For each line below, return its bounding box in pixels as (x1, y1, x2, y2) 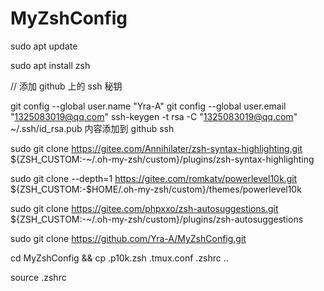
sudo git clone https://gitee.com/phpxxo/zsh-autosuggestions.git (10, 202, 279, 214)
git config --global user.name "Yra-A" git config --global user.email (10, 100, 287, 112)
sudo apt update (10, 40, 78, 52)
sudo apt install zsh (10, 59, 91, 71)
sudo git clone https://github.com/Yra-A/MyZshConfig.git (10, 232, 247, 244)
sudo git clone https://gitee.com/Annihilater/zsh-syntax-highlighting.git (10, 142, 303, 154)
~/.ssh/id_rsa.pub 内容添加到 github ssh (10, 122, 175, 134)
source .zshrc (10, 271, 67, 283)
